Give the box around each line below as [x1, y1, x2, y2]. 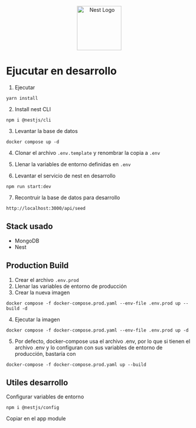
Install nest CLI [14, 105, 51, 112]
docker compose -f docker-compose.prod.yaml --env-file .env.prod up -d [6, 327, 189, 333]
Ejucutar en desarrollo [6, 64, 117, 78]
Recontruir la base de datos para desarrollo [14, 194, 120, 201]
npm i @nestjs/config [6, 405, 60, 411]
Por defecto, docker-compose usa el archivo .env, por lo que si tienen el [14, 338, 191, 345]
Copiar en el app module [6, 415, 66, 422]
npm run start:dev [6, 183, 51, 189]
